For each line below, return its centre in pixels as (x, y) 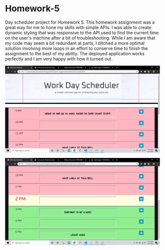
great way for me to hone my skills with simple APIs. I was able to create (78, 27)
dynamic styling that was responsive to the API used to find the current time (82, 32)
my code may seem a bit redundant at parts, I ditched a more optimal (75, 43)
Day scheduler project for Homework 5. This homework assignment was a (80, 22)
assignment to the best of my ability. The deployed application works (75, 53)
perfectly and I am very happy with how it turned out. (59, 59)
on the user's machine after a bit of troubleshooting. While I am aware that (80, 38)
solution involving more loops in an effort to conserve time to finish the (77, 48)
